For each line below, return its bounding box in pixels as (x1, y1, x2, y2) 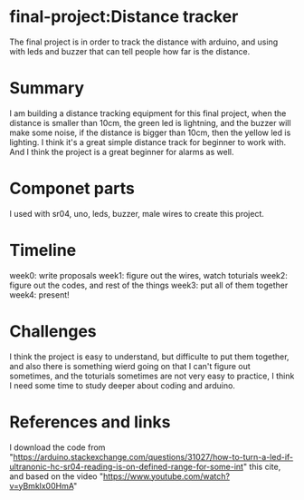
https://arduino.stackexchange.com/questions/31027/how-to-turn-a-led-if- (13, 451, 294, 462)
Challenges (9, 320, 97, 341)
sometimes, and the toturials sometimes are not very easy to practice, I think (9, 370, 295, 381)
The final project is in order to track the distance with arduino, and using (9, 36, 279, 47)
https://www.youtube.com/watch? (102, 470, 231, 482)
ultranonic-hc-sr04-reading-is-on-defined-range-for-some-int (9, 461, 244, 472)
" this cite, (242, 461, 281, 472)
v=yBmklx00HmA (9, 480, 74, 491)
